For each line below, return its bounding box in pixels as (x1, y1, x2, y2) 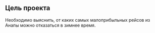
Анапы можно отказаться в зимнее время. (5, 22, 96, 28)
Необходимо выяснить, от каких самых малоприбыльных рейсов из (5, 17, 150, 23)
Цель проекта (5, 4, 51, 12)
